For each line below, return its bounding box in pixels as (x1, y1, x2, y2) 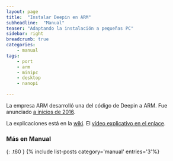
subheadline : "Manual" (6, 20, 65, 26)
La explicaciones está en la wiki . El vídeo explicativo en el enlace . (6, 120, 166, 127)
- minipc (17, 70, 39, 75)
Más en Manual (6, 134, 52, 143)
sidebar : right (6, 31, 44, 37)
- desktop (17, 75, 41, 81)
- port (17, 58, 33, 64)
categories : (6, 42, 36, 48)
